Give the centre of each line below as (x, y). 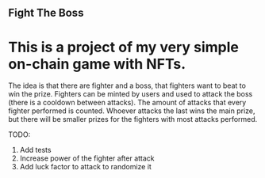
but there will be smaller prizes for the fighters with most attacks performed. (133, 119)
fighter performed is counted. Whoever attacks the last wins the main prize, (132, 111)
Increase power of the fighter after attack (87, 158)
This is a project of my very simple (124, 47)
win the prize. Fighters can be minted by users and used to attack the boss (131, 94)
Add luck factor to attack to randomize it (86, 167)
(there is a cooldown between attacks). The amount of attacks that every (127, 103)
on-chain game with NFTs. (97, 64)
